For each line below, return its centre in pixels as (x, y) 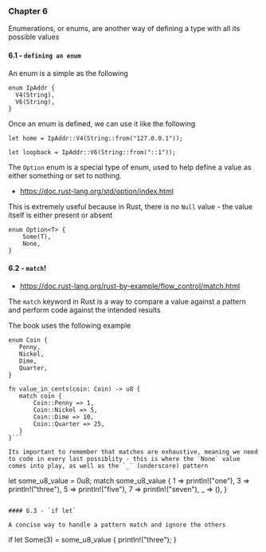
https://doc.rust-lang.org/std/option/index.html (96, 191)
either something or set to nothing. (65, 175)
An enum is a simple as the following (68, 73)
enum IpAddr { (32, 88)
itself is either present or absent (61, 215)
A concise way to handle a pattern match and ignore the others (117, 525)
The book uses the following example (70, 325)
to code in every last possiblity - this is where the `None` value (124, 459)
